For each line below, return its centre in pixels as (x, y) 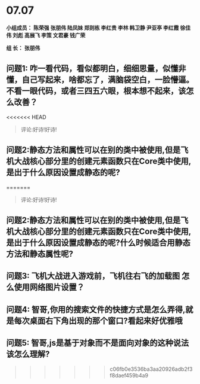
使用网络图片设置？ (49, 287)
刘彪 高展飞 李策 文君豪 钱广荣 (49, 35)
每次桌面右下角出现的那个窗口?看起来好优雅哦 (98, 321)
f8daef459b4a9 (129, 375)
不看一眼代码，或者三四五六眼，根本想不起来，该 (96, 91)
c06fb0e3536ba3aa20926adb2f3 (151, 369)
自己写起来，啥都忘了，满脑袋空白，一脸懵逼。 (108, 80)
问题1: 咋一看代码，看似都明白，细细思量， (85, 68)
